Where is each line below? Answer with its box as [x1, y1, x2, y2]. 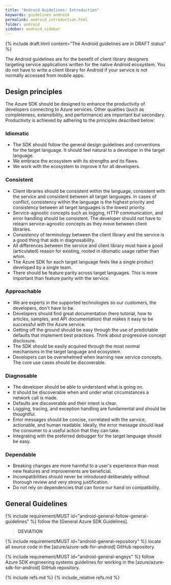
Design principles [5, 87, 63, 96]
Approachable [5, 288, 42, 295]
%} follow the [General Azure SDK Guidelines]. [30, 518, 129, 525]
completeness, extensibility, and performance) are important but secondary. [5, 111, 165, 118]
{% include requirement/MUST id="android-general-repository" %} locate [5, 538, 161, 544]
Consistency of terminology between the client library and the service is [12, 231, 164, 237]
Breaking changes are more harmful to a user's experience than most [12, 462, 159, 469]
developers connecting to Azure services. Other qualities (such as [5, 106, 144, 112]
